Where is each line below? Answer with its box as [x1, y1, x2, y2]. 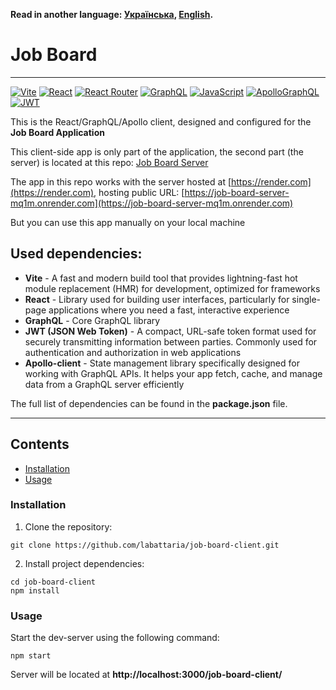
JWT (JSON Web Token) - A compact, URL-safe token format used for [24, 325, 317, 337]
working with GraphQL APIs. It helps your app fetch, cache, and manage [24, 367, 323, 379]
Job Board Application [10, 126, 105, 138]
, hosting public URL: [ [93, 186, 185, 198]
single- [291, 293, 321, 305]
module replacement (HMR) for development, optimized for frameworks [24, 282, 321, 294]
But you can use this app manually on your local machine [10, 216, 246, 228]
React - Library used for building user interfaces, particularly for [24, 293, 290, 305]
